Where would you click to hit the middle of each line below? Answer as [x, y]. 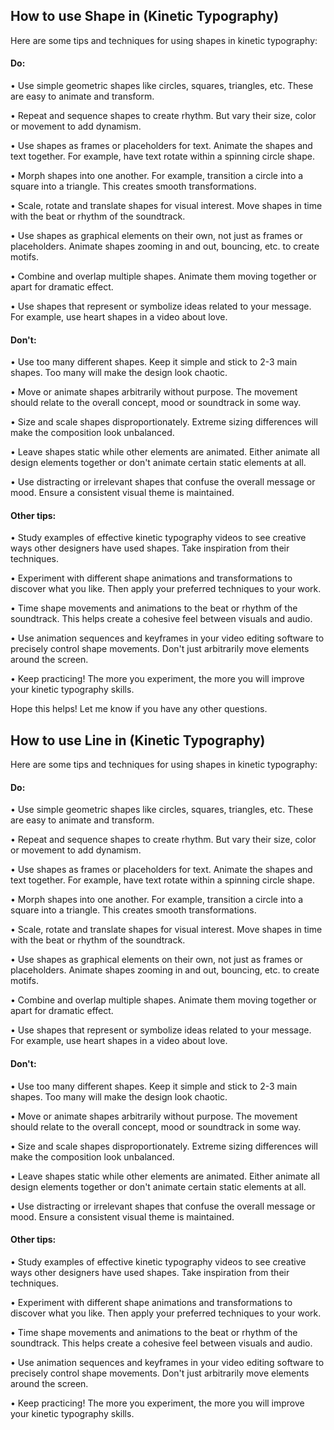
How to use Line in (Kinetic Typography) [138, 740]
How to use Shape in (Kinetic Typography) [145, 16]
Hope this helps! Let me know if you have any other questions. [139, 709]
